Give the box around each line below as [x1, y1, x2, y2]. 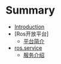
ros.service [14, 44, 42, 51]
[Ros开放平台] [14, 30, 49, 37]
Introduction [14, 23, 45, 30]
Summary [5, 4, 55, 17]
